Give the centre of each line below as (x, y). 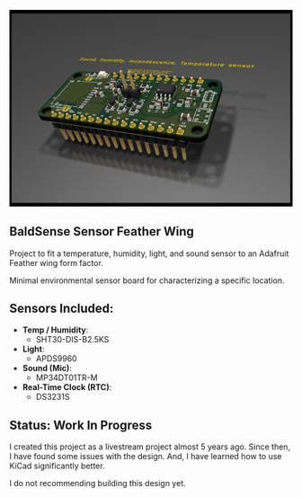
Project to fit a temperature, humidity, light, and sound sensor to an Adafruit (149, 253)
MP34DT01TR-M (67, 377)
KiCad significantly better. (57, 466)
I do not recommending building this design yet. (98, 484)
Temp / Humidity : (55, 330)
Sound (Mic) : (47, 368)
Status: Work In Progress (81, 425)
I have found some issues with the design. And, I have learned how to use (146, 457)
